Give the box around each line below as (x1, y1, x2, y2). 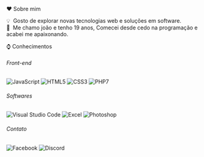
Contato (6, 125, 27, 132)
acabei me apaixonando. (6, 31, 69, 37)
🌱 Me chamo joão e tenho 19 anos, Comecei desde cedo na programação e (6, 24, 198, 31)
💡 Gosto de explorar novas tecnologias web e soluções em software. (6, 17, 182, 24)
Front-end (6, 59, 32, 66)
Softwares (6, 92, 32, 99)
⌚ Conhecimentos (6, 43, 52, 50)
